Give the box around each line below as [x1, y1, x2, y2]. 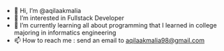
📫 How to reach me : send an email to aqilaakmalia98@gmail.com [13, 37, 204, 44]
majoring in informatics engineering [13, 28, 117, 37]
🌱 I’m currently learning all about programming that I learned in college [13, 21, 218, 29]
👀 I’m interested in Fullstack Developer [13, 14, 124, 22]
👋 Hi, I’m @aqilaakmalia [13, 7, 82, 14]
